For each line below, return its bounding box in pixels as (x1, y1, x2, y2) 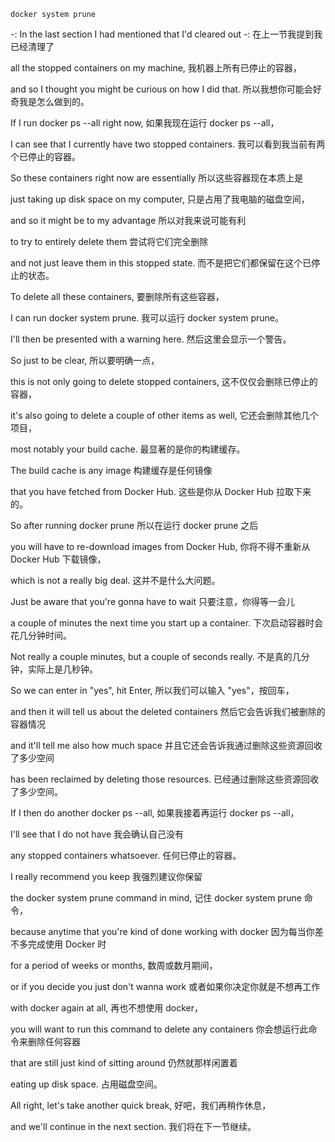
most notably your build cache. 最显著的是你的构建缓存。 (10, 443, 246, 455)
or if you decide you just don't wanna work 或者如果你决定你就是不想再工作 (10, 981, 321, 992)
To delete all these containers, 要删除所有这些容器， (10, 291, 225, 302)
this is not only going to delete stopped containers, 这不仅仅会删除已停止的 (10, 376, 318, 387)
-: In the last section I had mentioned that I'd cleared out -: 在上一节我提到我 (10, 28, 323, 40)
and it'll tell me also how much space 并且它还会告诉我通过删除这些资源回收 (10, 740, 323, 751)
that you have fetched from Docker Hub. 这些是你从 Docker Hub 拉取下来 (10, 486, 312, 497)
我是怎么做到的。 (18, 96, 90, 107)
